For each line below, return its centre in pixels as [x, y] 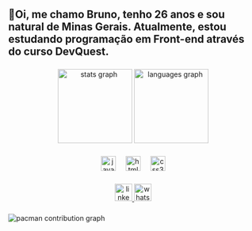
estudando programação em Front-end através [126, 39]
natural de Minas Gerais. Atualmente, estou [118, 27]
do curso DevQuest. [59, 52]
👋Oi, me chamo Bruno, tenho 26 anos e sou [117, 15]
